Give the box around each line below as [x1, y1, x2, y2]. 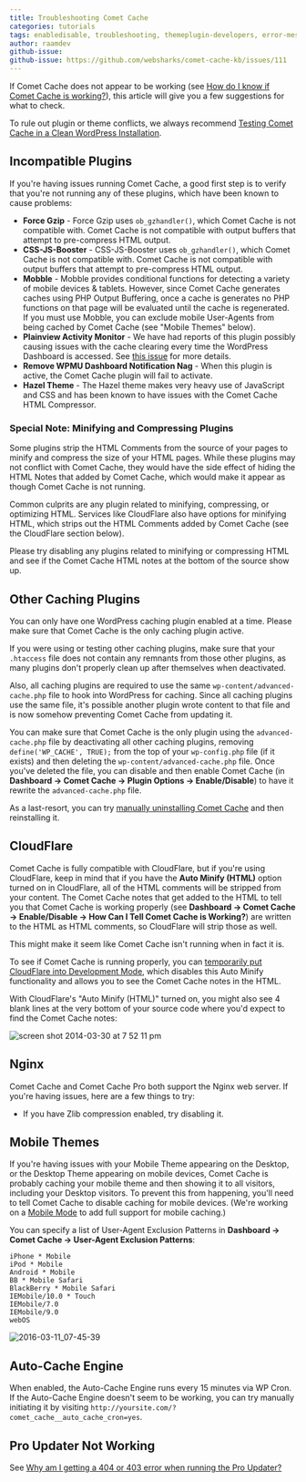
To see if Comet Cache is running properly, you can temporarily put [9, 956, 262, 967]
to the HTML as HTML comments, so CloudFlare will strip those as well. [9, 921, 278, 931]
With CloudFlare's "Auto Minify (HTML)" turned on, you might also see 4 [9, 993, 280, 1003]
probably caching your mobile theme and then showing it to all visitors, [9, 1178, 275, 1189]
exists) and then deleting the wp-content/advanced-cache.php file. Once [9, 756, 275, 767]
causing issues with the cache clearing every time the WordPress [22, 341, 269, 352]
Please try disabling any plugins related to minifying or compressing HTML [9, 546, 290, 557]
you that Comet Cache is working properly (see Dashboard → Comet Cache [9, 901, 296, 912]
